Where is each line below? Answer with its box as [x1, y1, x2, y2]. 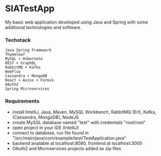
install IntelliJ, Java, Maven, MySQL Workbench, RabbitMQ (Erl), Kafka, [12, 109, 157, 115]
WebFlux [5, 69, 21, 74]
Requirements [5, 98, 40, 104]
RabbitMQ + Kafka [5, 65, 41, 70]
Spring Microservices [5, 86, 50, 91]
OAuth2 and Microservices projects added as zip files [12, 145, 122, 151]
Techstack [5, 36, 31, 43]
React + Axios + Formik [5, 78, 54, 83]
